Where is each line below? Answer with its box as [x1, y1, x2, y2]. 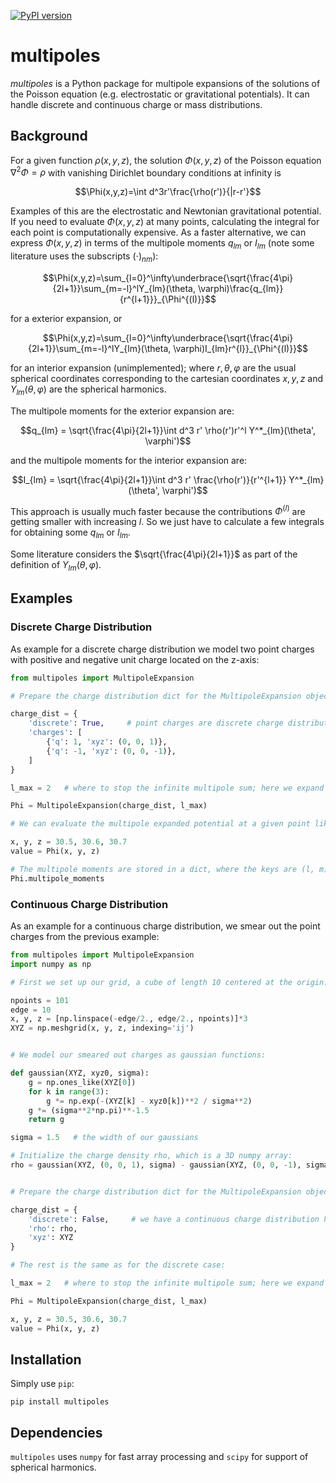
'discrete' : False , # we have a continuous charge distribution [28, 1214, 320, 1224]
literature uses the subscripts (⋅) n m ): [10, 250, 159, 264]
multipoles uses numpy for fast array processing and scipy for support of [10, 1451, 309, 1463]
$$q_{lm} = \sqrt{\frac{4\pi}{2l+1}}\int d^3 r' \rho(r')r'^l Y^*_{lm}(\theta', [19, 424, 317, 436]
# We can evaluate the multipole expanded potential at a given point [10, 819, 311, 829]
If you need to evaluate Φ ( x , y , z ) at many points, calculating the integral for [10, 216, 320, 228]
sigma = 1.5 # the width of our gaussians [10, 1133, 199, 1143]
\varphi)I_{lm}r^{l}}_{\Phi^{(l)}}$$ [173, 343, 309, 354]
